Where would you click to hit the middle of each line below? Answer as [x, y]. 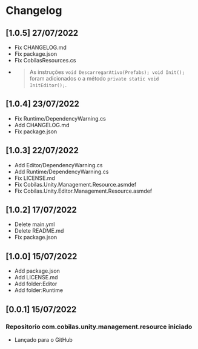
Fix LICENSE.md [35, 178]
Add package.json [37, 271]
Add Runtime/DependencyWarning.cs [61, 171]
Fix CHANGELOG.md [41, 47]
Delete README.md [39, 231]
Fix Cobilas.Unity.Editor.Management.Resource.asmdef [83, 191]
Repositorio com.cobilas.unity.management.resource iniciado [99, 327]
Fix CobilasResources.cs [45, 60]
